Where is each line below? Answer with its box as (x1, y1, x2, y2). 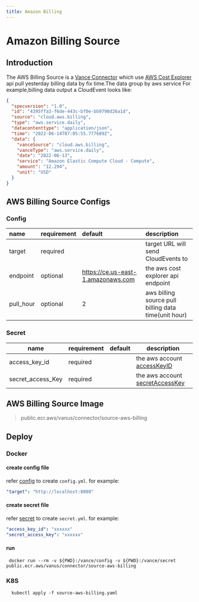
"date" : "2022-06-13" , (17, 152, 73, 159)
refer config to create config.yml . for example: (6, 477, 120, 484)
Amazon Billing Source (6, 34, 120, 47)
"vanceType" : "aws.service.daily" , (17, 147, 105, 153)
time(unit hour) (145, 311, 188, 319)
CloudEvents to (145, 254, 188, 263)
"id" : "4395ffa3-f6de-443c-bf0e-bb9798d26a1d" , (11, 109, 131, 114)
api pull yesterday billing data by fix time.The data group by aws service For (6, 79, 191, 87)
